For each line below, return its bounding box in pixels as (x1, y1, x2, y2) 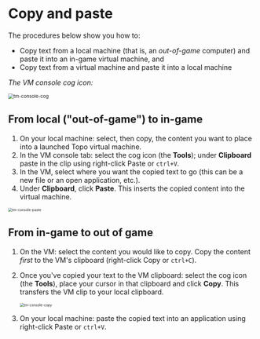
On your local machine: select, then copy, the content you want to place (19, 133, 253, 143)
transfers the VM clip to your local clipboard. (19, 287, 164, 297)
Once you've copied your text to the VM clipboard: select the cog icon (19, 270, 247, 279)
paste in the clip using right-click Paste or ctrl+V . (19, 159, 180, 168)
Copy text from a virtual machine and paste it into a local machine (19, 62, 233, 71)
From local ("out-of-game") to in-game (8, 113, 203, 126)
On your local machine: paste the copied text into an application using (19, 313, 246, 323)
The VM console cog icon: (8, 78, 93, 87)
